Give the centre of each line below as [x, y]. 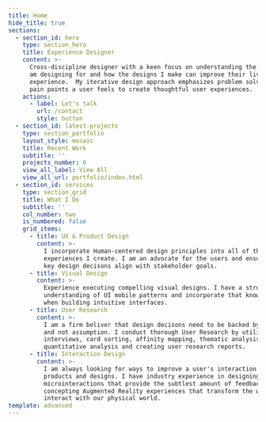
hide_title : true [37, 23]
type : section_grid [55, 192]
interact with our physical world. [102, 398]
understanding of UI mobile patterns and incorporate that [143, 295]
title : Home [28, 15]
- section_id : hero [47, 38]
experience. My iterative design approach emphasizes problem [136, 82]
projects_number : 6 [55, 163]
